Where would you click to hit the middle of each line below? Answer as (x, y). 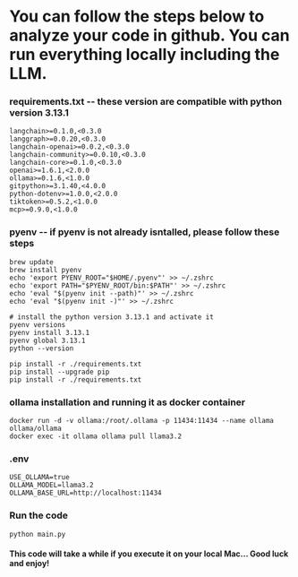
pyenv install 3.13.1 (50, 332)
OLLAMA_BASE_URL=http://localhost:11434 (86, 493)
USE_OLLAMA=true (39, 478)
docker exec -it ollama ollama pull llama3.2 (95, 436)
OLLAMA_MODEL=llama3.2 (51, 486)
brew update (31, 262)
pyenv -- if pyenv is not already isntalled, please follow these (145, 232)
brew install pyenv (46, 270)
